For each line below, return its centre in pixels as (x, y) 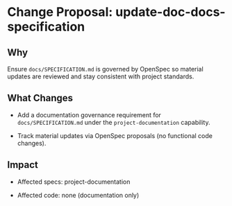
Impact (23, 165)
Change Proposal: (60, 12)
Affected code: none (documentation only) (78, 195)
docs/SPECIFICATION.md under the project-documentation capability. (114, 122)
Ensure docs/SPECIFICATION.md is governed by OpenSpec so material (105, 69)
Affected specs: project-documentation (74, 182)
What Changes (40, 98)
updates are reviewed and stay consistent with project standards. (101, 76)
